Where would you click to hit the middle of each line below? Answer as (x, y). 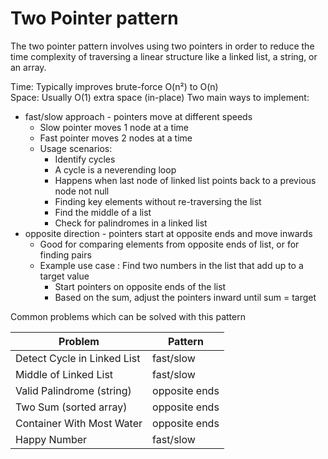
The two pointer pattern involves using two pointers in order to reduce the (162, 46)
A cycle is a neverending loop (115, 169)
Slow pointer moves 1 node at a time (114, 127)
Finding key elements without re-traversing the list (158, 201)
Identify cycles (85, 159)
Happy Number (51, 439)
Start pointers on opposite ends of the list (140, 286)
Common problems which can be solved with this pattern (128, 316)
